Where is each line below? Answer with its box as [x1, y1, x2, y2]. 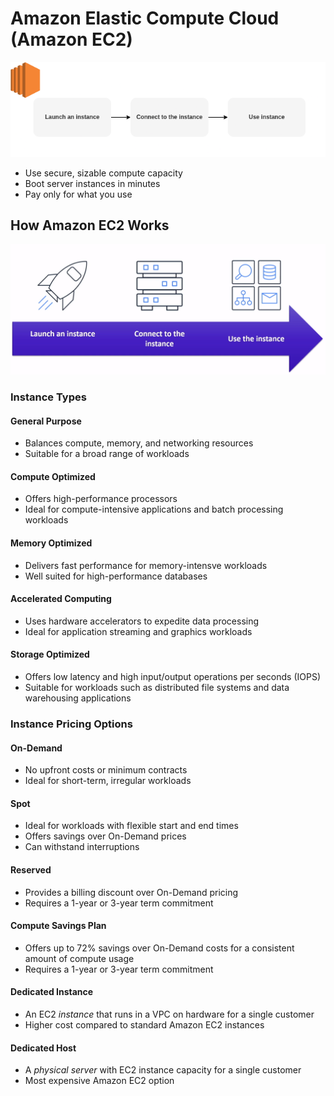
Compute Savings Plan [10, 920, 107, 932]
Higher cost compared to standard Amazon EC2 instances [24, 1018, 265, 1031]
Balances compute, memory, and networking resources [24, 437, 254, 449]
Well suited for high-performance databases [24, 570, 208, 582]
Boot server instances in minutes [24, 177, 161, 189]
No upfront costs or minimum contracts [24, 764, 188, 776]
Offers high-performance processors [24, 493, 178, 505]
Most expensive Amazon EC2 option [24, 1075, 175, 1087]
